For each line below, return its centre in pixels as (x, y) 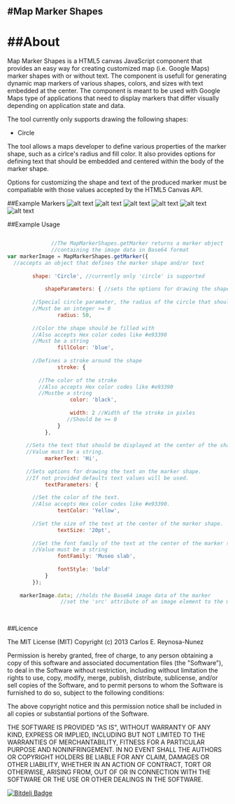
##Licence (23, 628)
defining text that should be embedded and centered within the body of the (116, 161)
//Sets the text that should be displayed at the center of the (121, 445)
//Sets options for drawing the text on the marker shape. (113, 471)
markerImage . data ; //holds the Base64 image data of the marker (115, 595)
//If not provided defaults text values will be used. (107, 478)
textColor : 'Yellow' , (88, 511)
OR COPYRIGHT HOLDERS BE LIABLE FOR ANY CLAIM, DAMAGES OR (108, 757)
